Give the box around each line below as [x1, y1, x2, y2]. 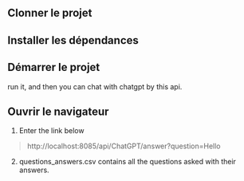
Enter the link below [18, 126, 85, 136]
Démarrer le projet [7, 61, 100, 74]
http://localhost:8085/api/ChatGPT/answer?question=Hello [26, 141, 221, 151]
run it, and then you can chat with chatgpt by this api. [7, 81, 183, 91]
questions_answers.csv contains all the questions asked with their [18, 157, 237, 167]
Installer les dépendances [7, 33, 139, 47]
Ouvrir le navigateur [7, 104, 109, 118]
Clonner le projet [7, 6, 92, 20]
